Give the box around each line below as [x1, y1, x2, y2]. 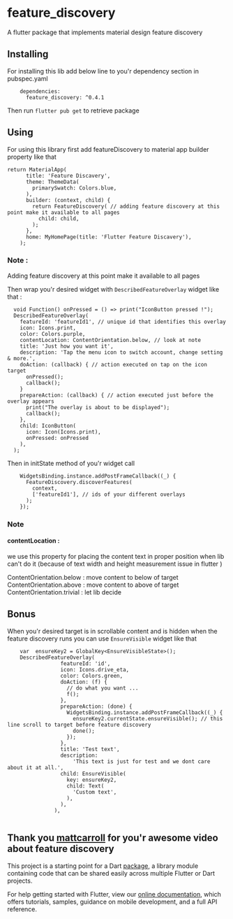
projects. [7, 876, 33, 885]
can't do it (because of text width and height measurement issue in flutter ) [7, 560, 223, 568]
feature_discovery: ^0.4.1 [25, 94, 105, 101]
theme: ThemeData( [25, 178, 80, 185]
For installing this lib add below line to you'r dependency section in [7, 66, 199, 75]
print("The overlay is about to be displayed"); [25, 404, 170, 411]
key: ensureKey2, [66, 776, 117, 783]
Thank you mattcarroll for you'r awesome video [7, 832, 218, 844]
